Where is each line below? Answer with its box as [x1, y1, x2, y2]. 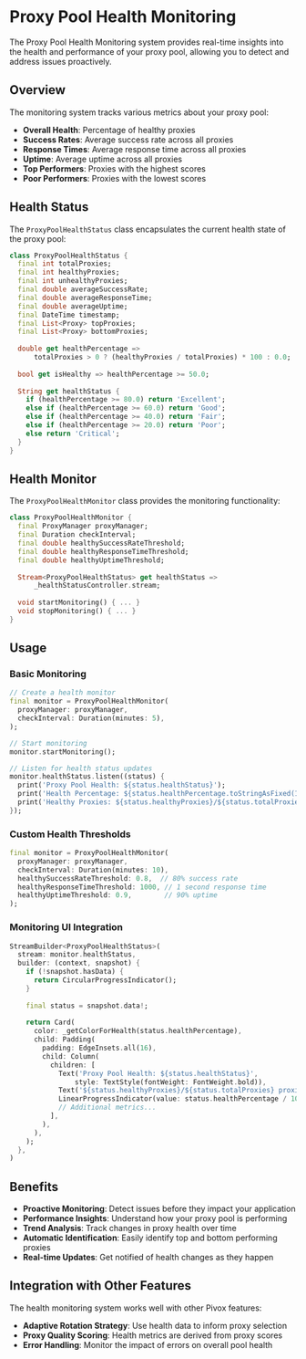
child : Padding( [33, 1035, 96, 1044]
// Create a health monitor [9, 688, 117, 697]
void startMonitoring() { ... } [17, 598, 141, 608]
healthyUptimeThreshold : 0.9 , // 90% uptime [17, 891, 219, 900]
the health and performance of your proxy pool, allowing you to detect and [9, 46, 290, 57]
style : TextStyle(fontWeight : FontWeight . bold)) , [74, 1077, 267, 1087]
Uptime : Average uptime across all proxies [22, 153, 183, 164]
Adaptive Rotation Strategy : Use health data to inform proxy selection [22, 1320, 288, 1331]
